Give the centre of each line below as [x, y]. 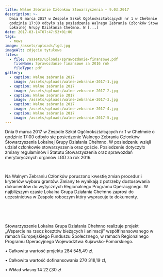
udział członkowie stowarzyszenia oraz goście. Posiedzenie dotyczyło [75, 147]
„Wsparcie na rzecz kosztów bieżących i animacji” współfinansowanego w [79, 231]
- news [16, 41]
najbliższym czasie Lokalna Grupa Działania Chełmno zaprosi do [69, 192]
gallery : [14, 73]
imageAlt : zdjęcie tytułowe [33, 50]
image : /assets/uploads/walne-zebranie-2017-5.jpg [66, 118]
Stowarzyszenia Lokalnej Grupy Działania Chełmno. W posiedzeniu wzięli [78, 142]
